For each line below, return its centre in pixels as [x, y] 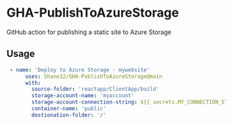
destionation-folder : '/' [69, 115]
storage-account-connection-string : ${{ [91, 102]
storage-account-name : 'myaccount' [83, 96]
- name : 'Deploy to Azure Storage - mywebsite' [80, 70]
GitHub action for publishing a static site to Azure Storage [89, 32]
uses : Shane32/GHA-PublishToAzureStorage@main [94, 76]
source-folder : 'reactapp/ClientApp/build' [95, 89]
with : [33, 83]
